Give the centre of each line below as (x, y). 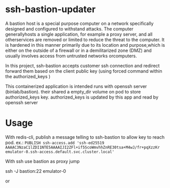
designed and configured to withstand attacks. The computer (69, 28)
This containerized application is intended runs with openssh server (76, 86)
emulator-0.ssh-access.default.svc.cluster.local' (60, 152)
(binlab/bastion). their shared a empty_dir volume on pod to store (73, 91)
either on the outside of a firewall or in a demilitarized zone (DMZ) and (79, 50)
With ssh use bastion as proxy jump (43, 161)
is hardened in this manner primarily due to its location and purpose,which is (85, 45)
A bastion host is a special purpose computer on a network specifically (79, 23)
